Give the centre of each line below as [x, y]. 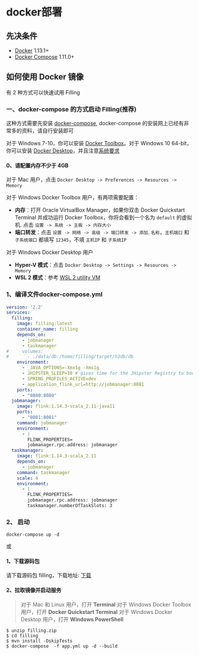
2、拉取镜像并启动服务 [34, 590]
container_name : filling [47, 329]
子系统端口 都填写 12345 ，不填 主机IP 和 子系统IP [70, 240]
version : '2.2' [25, 307]
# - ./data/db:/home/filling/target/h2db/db [70, 357]
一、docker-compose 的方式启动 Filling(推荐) [71, 109]
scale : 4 [28, 478]
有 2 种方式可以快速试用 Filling [43, 92]
